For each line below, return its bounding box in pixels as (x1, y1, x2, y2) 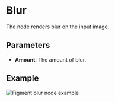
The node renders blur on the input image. (6, 23, 110, 30)
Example (6, 74, 39, 84)
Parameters (6, 40, 50, 50)
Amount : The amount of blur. (14, 56, 87, 63)
